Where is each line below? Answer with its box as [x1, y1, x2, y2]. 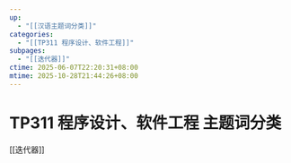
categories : [9, 30, 54, 39]
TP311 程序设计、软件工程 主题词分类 [9, 113, 282, 133]
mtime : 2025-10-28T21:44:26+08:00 [9, 72, 139, 81]
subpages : [9, 47, 47, 56]
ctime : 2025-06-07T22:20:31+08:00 [9, 64, 139, 73]
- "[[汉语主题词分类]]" [17, 21, 97, 30]
